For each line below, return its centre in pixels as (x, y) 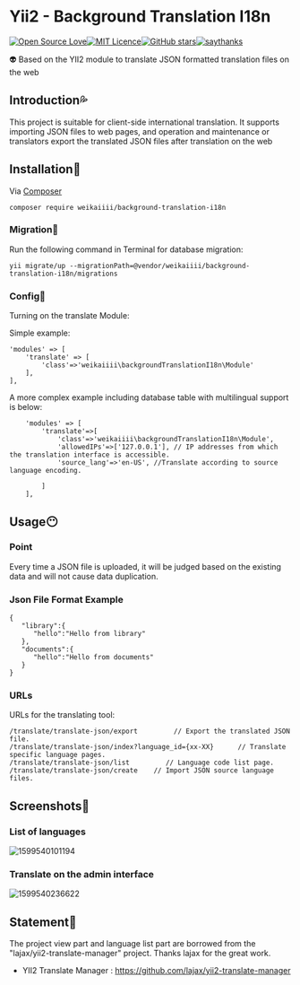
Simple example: (40, 333)
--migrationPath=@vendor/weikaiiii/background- (160, 266)
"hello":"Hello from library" (89, 634)
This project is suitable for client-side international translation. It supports (145, 122)
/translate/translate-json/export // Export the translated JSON (150, 732)
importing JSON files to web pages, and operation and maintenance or (140, 131)
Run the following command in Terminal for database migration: (126, 249)
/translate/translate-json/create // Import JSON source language (142, 771)
